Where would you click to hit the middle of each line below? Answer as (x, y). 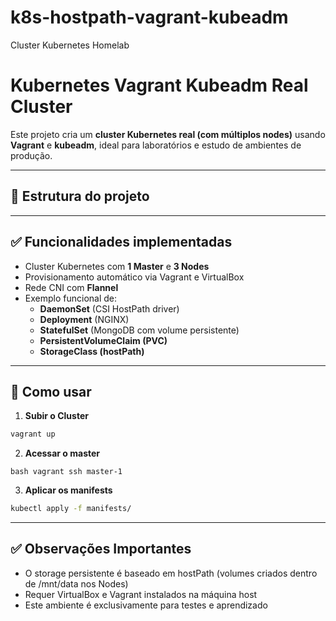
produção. (31, 155)
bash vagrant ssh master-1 (66, 472)
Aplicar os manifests (68, 490)
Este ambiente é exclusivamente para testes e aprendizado (146, 605)
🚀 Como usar (51, 391)
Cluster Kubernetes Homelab (70, 45)
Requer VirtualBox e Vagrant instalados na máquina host (141, 594)
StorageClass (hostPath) (92, 351)
